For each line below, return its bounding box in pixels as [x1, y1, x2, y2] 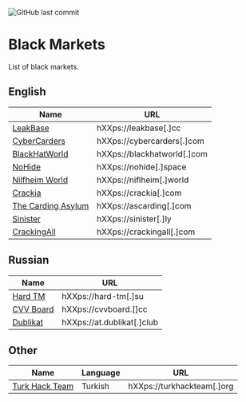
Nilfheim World [12, 174, 69, 185]
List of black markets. [8, 62, 80, 71]
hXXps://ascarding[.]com [96, 200, 192, 211]
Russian [8, 253, 50, 267]
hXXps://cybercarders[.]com [96, 135, 205, 146]
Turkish [81, 380, 110, 392]
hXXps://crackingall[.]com [96, 226, 196, 237]
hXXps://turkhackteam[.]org [127, 380, 234, 392]
